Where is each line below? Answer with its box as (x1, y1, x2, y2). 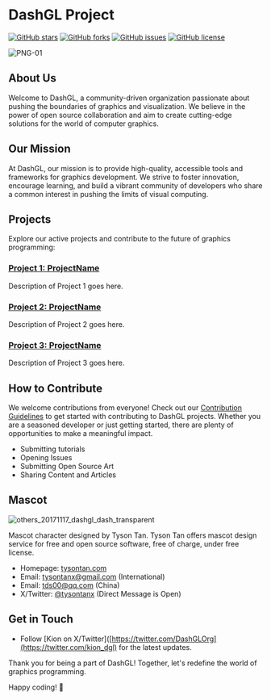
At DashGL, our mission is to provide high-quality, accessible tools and (8, 163, 244, 173)
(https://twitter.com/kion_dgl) (19, 642, 118, 652)
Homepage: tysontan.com (19, 563, 107, 572)
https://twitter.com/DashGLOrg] (111, 634, 217, 643)
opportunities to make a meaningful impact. (8, 429, 153, 438)
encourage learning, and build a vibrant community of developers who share (8, 180, 263, 191)
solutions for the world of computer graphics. (8, 119, 159, 128)
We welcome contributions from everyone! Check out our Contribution (8, 403, 243, 413)
